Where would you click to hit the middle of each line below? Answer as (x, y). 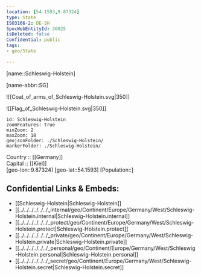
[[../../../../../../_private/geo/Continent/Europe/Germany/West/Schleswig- (104, 235)
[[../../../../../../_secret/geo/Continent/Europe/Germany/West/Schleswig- (103, 261)
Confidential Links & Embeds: (63, 189)
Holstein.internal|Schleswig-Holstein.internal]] (72, 216)
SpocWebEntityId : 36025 (36, 29)
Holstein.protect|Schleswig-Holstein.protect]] (72, 229)
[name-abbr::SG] (27, 85)
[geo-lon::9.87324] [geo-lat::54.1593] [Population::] (70, 170)
